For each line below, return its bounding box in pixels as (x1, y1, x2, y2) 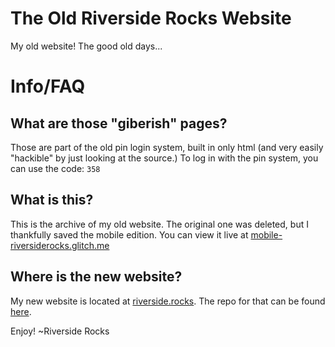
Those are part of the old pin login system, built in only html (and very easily (10, 141, 324, 153)
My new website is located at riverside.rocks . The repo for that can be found (10, 295, 326, 307)
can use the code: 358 (10, 162, 101, 174)
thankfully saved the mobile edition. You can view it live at (10, 228, 249, 241)
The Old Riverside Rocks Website (10, 7, 292, 30)
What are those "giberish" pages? (10, 115, 228, 132)
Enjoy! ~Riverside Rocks (10, 325, 110, 337)
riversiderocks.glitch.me (10, 239, 110, 251)
